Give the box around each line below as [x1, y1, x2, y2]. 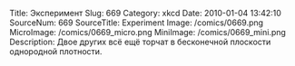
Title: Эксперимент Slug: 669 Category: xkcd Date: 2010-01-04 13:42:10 [9, 8, 281, 18]
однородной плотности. [9, 46, 103, 57]
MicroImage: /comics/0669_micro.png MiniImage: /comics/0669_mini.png [9, 27, 286, 37]
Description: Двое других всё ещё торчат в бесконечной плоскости [9, 36, 271, 47]
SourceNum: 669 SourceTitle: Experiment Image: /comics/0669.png [9, 17, 264, 28]
